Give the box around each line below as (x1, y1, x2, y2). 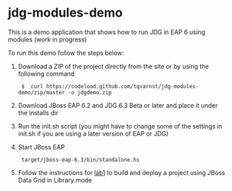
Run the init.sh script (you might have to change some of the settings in (17, 122, 223, 130)
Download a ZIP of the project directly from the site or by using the (17, 62, 209, 70)
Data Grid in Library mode (17, 176, 92, 184)
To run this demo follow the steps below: (8, 49, 124, 57)
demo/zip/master (17, 89, 65, 96)
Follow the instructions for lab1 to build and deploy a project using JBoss (17, 168, 225, 176)
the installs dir (17, 108, 58, 117)
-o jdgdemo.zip (67, 89, 112, 96)
